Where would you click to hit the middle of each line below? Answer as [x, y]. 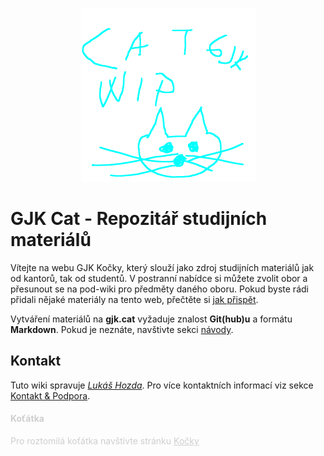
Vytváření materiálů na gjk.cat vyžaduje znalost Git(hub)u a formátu [151, 319]
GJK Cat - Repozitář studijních [139, 219]
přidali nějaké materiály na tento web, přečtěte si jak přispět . [134, 299]
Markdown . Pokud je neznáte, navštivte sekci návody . [122, 329]
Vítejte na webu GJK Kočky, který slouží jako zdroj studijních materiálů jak [162, 267]
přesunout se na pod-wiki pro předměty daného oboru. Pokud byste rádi [159, 289]
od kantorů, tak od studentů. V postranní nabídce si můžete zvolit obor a [159, 278]
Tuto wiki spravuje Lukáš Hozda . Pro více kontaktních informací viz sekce [162, 385]
